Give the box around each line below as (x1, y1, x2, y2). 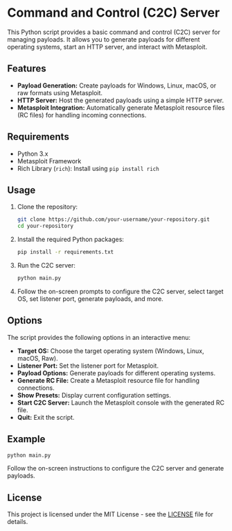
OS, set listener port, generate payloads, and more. (17, 294, 164, 303)
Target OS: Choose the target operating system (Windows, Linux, (17, 346, 204, 355)
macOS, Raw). (17, 354, 58, 362)
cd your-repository (17, 222, 74, 230)
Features (7, 63, 46, 74)
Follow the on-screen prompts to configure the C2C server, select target (17, 287, 224, 295)
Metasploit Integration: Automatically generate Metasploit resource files (17, 103, 225, 112)
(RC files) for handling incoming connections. (17, 111, 147, 119)
